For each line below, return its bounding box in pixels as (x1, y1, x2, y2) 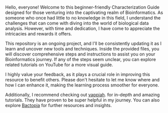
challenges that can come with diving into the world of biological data (5, 20, 149, 26)
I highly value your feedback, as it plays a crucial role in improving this (5, 71, 150, 77)
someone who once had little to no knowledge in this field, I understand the (5, 15, 161, 20)
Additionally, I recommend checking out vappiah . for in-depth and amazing (5, 92, 160, 97)
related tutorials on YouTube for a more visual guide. (5, 62, 113, 67)
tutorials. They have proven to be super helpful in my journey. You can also (5, 97, 160, 103)
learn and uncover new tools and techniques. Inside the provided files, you (5, 46, 159, 51)
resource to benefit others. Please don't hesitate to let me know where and (5, 77, 160, 82)
